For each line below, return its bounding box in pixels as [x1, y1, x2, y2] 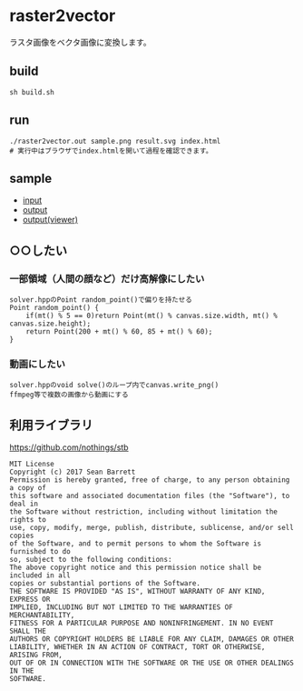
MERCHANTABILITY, [9, 611, 75, 620]
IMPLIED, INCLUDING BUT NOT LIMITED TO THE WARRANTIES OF [9, 603, 233, 612]
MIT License [9, 460, 54, 469]
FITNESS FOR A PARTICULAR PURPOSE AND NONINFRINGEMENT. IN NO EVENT [9, 619, 274, 628]
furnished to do [9, 547, 71, 556]
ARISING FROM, [9, 651, 64, 660]
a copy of [9, 484, 47, 493]
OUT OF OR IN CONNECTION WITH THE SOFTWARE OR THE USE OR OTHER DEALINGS [9, 658, 295, 668]
